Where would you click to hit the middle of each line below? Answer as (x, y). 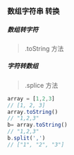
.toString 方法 (44, 48)
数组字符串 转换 (33, 11)
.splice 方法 (41, 85)
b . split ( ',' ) (26, 138)
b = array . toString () (38, 125)
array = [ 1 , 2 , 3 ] (31, 98)
